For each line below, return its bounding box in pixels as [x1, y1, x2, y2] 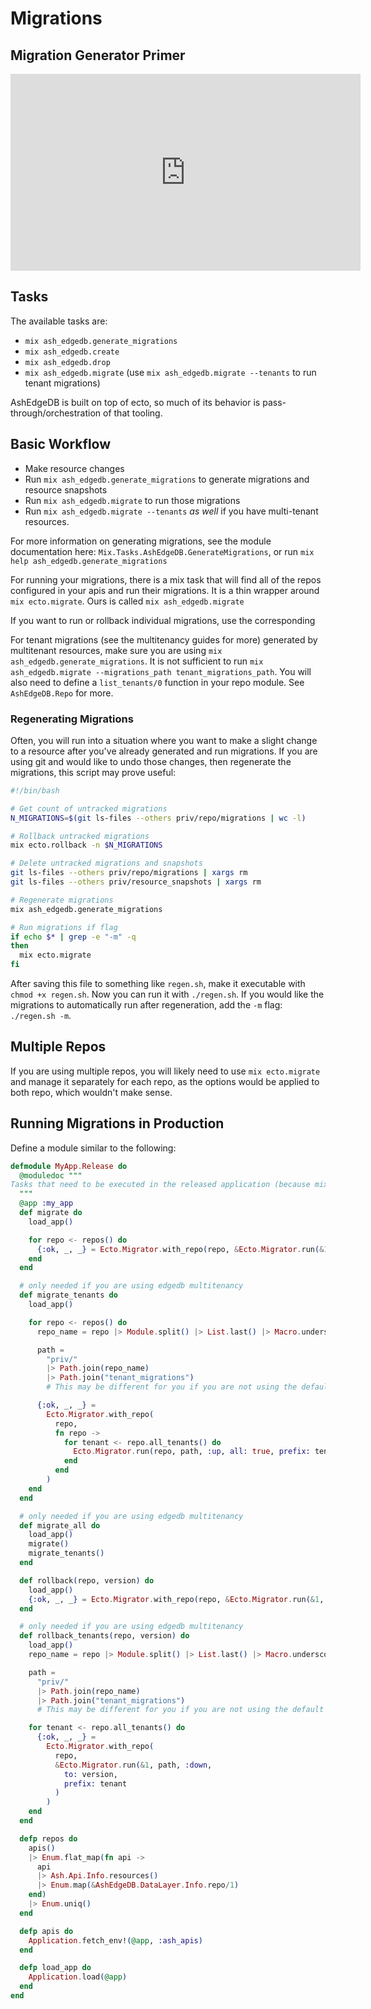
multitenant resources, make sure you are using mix [10, 644, 223, 656]
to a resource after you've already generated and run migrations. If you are [10, 745, 318, 757]
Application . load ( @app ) [28, 1972, 128, 1982]
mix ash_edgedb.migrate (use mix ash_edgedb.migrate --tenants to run [24, 366, 317, 378]
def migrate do [19, 1208, 83, 1218]
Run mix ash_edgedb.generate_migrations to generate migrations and [24, 473, 310, 485]
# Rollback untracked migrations [10, 831, 150, 841]
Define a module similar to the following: [10, 1142, 177, 1154]
